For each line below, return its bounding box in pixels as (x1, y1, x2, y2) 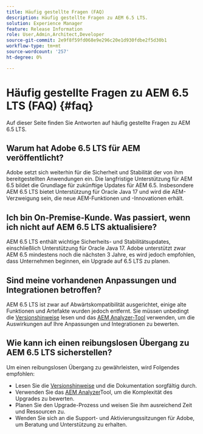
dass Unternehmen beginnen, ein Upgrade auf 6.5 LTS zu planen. (6, 257, 170, 265)
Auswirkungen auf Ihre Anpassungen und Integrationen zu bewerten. (6, 321, 179, 327)
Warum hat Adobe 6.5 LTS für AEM (6, 143, 140, 153)
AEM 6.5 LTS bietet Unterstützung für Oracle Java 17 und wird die (6, 188, 171, 196)
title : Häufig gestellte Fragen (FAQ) (6, 9, 105, 15)
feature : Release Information (6, 26, 83, 32)
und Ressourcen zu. (15, 408, 66, 415)
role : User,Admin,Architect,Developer (6, 32, 105, 38)
